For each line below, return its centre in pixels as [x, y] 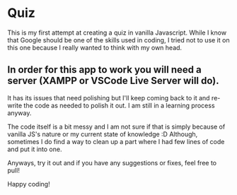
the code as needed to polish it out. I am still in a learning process [119, 105]
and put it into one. [35, 149]
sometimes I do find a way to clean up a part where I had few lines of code [116, 141]
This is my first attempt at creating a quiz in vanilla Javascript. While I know [117, 32]
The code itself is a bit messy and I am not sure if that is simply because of [116, 126]
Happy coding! [29, 184]
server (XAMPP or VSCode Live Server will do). [113, 81]
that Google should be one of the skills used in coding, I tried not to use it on [118, 40]
